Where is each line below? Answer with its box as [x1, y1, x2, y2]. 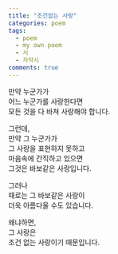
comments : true [8, 64, 59, 72]
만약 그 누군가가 [8, 133, 58, 143]
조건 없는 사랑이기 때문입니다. [8, 237, 100, 247]
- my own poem [15, 42, 62, 50]
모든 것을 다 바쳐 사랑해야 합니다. [8, 106, 111, 116]
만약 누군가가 [8, 86, 49, 96]
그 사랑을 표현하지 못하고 [8, 143, 85, 153]
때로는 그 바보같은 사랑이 [8, 190, 85, 200]
